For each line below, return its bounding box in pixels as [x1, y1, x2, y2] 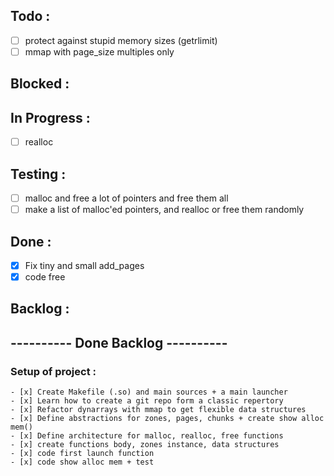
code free [24, 271, 66, 283]
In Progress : [10, 109, 91, 126]
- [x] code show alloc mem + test [10, 457, 155, 468]
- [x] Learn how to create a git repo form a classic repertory [10, 396, 284, 406]
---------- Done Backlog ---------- [10, 334, 228, 351]
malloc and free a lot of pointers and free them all [24, 192, 229, 204]
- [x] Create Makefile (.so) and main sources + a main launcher [10, 387, 288, 398]
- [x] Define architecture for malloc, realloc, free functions [10, 431, 284, 441]
